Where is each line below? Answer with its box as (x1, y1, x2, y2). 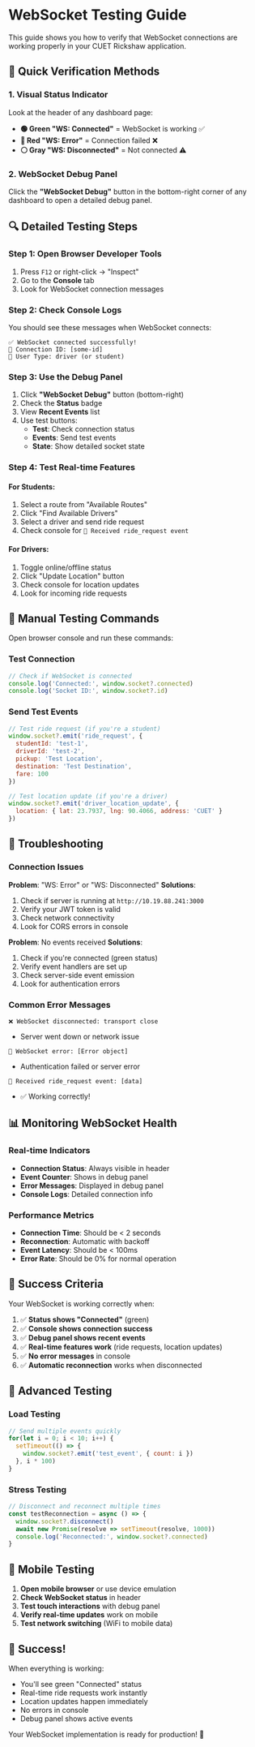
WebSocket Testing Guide (8, 6, 187, 24)
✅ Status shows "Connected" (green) (19, 1315, 150, 1324)
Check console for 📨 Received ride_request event (19, 526, 189, 536)
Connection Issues (8, 862, 84, 873)
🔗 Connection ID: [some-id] (8, 345, 104, 354)
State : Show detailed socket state (32, 441, 146, 451)
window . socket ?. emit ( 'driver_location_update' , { (8, 799, 180, 808)
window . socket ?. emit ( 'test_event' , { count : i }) (23, 1450, 194, 1458)
